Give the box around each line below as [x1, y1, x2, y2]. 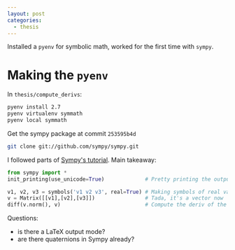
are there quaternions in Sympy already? [17, 235, 135, 244]
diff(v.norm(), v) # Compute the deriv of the [7, 201, 227, 209]
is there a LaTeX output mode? [17, 228, 106, 236]
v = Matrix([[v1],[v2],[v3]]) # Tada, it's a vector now [7, 195, 224, 202]
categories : [7, 17, 42, 24]
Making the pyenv [7, 67, 108, 83]
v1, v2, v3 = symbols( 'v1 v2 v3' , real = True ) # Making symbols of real [7, 188, 220, 195]
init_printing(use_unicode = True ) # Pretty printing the [7, 176, 211, 183]
